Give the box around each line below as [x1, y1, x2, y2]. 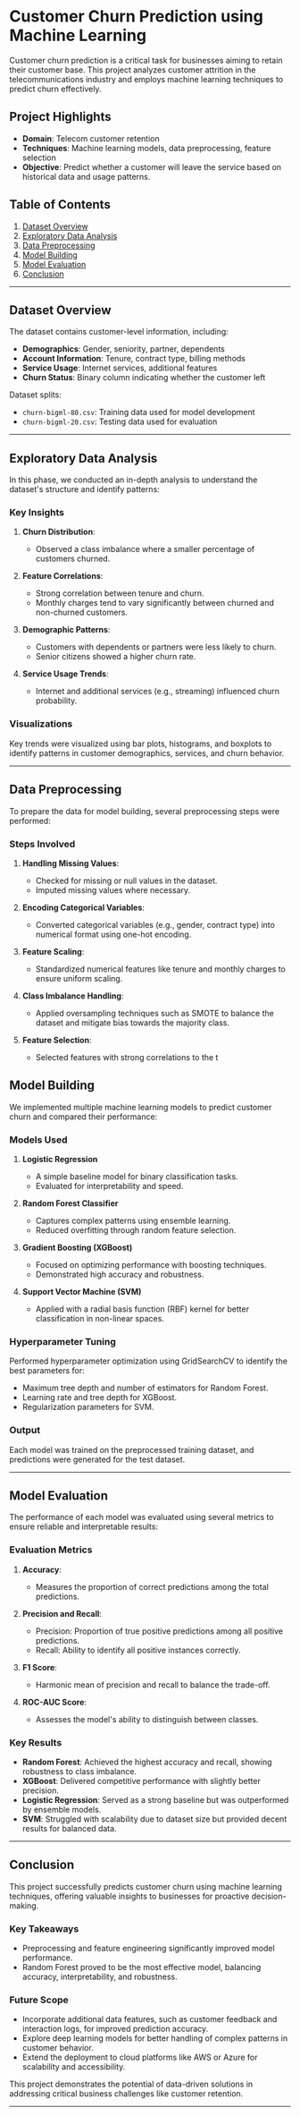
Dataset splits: [9, 389, 62, 400]
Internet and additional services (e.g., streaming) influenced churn [35, 686, 279, 697]
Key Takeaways [9, 1922, 79, 1934]
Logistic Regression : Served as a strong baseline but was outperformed [21, 1795, 289, 1805]
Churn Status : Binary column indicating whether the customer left [21, 372, 266, 383]
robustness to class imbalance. [21, 1766, 137, 1777]
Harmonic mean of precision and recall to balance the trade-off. [35, 1679, 271, 1690]
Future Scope [9, 1993, 69, 2006]
